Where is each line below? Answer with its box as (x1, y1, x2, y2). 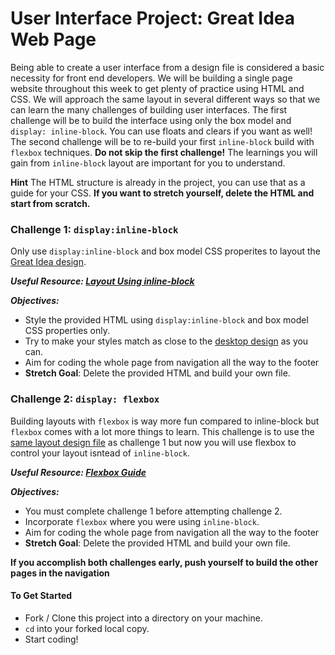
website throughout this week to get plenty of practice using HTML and (10, 82, 305, 94)
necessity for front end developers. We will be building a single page (10, 72, 293, 84)
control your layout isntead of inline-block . (10, 447, 190, 459)
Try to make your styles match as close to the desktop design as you (24, 335, 309, 347)
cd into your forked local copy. (24, 622, 150, 634)
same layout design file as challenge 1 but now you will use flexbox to (10, 436, 297, 448)
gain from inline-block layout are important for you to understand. (10, 157, 286, 169)
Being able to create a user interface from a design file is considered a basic (10, 61, 325, 73)
